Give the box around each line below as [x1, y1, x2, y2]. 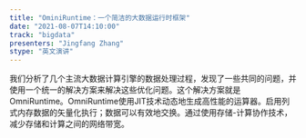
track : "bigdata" [9, 30, 76, 39]
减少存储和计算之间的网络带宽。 [9, 119, 129, 130]
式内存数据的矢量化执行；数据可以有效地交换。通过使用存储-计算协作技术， [9, 107, 293, 118]
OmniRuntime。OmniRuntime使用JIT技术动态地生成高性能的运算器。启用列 [9, 96, 290, 107]
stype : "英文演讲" [9, 47, 75, 56]
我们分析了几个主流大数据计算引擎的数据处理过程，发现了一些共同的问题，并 [9, 74, 297, 84]
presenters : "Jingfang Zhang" [9, 38, 125, 48]
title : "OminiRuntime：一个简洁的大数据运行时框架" [9, 13, 190, 23]
